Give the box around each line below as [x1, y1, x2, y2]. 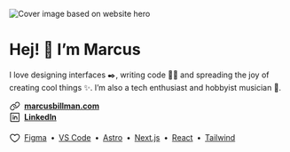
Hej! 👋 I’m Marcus [9, 40, 141, 60]
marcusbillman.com [24, 100, 100, 111]
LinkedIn [24, 112, 58, 123]
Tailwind [205, 132, 236, 143]
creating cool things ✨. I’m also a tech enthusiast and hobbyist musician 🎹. [9, 82, 282, 92]
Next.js [134, 132, 161, 143]
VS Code [59, 132, 91, 143]
